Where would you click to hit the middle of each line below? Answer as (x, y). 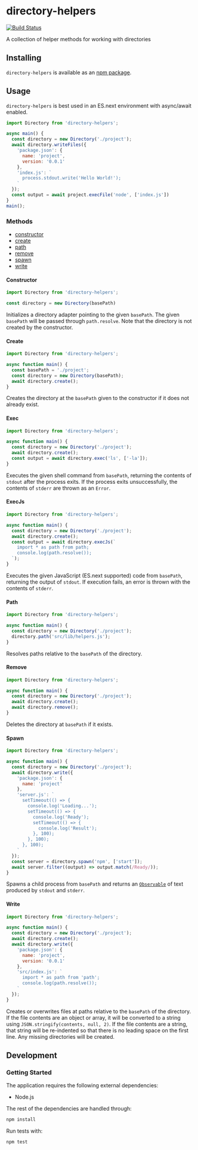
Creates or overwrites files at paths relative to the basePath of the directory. (99, 1011)
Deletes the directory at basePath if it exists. (60, 724)
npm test (17, 1142)
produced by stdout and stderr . (46, 890)
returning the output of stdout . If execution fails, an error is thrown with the (98, 582)
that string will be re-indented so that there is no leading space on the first (98, 1030)
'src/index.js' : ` (40, 972)
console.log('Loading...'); (62, 806)
